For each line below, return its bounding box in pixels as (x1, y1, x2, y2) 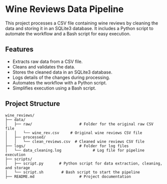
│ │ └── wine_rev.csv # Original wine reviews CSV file (5, 130, 142, 135)
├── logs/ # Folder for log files (5, 143, 129, 148)
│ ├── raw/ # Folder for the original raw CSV (5, 121, 154, 126)
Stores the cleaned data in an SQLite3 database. (12, 69, 113, 75)
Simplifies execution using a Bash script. (12, 85, 96, 91)
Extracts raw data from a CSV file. (12, 58, 83, 64)
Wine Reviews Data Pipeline (5, 3, 124, 15)
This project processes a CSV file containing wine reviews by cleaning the (5, 20, 158, 26)
